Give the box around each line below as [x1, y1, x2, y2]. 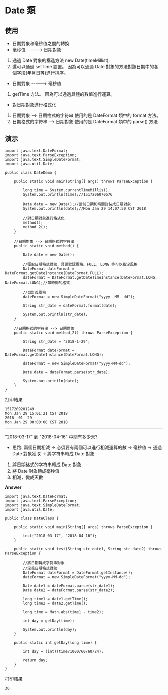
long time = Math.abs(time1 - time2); [23, 609, 104, 614]
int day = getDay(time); [23, 618, 75, 623]
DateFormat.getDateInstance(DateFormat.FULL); [5, 270, 104, 276]
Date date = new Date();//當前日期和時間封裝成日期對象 [23, 201, 131, 207]
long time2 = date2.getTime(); [23, 601, 88, 606]
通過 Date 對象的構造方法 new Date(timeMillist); [12, 57, 110, 63]
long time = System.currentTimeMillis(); [23, 187, 111, 193]
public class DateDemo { [5, 170, 57, 175]
